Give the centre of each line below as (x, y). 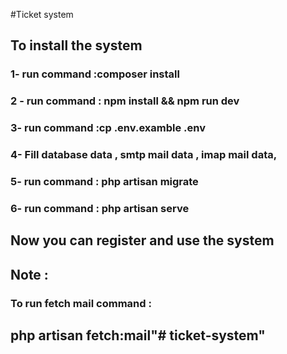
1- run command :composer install (95, 74)
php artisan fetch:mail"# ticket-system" (138, 335)
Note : (29, 274)
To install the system (76, 45)
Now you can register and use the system (142, 240)
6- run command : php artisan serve (100, 208)
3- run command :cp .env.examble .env (108, 128)
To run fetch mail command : (81, 303)
